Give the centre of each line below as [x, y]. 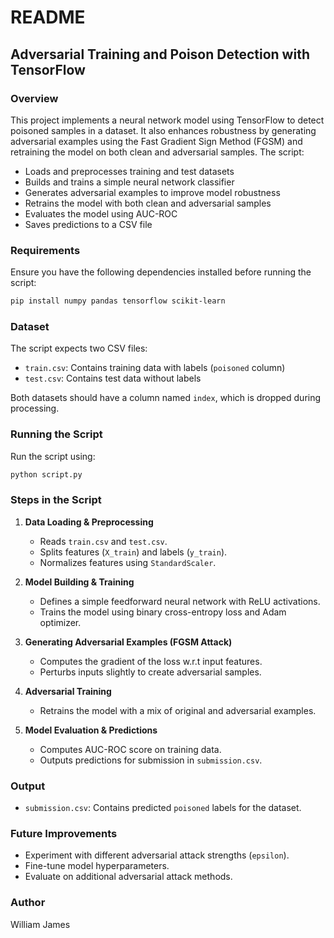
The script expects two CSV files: [79, 348]
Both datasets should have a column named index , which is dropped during [166, 398]
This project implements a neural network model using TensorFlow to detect [167, 120]
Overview [34, 98]
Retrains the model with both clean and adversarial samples [148, 203]
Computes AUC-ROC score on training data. [130, 749]
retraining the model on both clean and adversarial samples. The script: [157, 152]
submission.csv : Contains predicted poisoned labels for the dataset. [163, 808]
